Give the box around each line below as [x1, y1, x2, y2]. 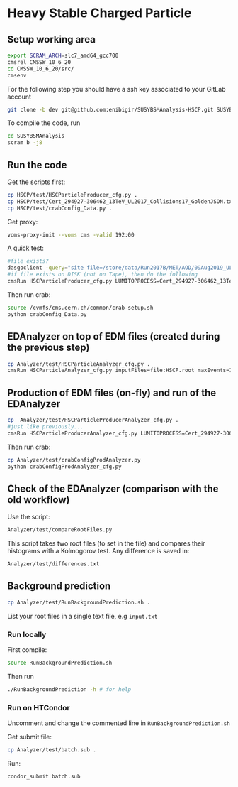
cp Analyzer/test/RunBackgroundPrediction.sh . [7, 599, 151, 606]
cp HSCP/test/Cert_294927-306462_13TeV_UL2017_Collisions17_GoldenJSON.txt [7, 197, 236, 205]
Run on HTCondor [7, 702, 71, 712]
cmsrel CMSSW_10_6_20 [7, 58, 72, 65]
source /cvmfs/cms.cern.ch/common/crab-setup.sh [7, 304, 154, 311]
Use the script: [7, 513, 51, 521]
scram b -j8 [7, 139, 42, 146]
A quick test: [7, 244, 45, 253]
